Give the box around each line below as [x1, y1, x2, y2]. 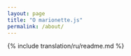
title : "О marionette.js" [7, 17, 83, 24]
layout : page [7, 10, 46, 17]
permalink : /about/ [7, 23, 64, 30]
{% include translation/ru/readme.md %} [7, 42, 125, 50]
